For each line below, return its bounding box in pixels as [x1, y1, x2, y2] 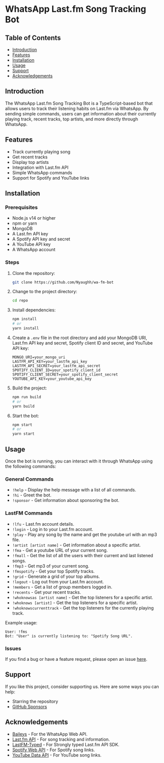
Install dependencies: [12, 307, 56, 313]
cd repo [12, 298, 28, 303]
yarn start [12, 431, 35, 436]
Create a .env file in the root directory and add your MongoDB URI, [12, 335, 147, 341]
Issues [5, 645, 22, 652]
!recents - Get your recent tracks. [12, 589, 81, 595]
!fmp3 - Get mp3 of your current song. [12, 563, 89, 569]
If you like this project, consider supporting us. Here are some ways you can [5, 684, 160, 689]
